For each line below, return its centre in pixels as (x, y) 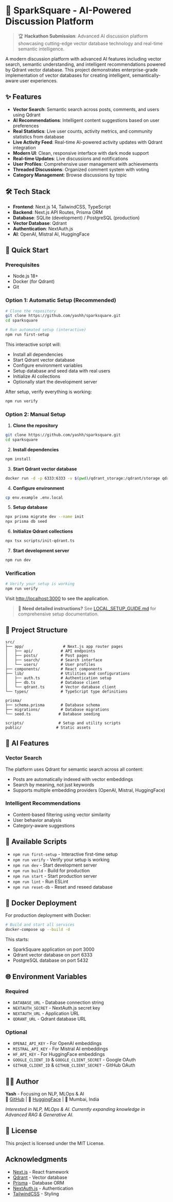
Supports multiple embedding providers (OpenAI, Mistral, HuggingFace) (89, 790)
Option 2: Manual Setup (36, 414)
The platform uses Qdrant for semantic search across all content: (74, 769)
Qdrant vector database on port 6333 (53, 955)
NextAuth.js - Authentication (43, 1188)
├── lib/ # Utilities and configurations (68, 674)
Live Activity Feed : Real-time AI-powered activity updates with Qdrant (88, 142)
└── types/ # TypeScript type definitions (66, 692)
